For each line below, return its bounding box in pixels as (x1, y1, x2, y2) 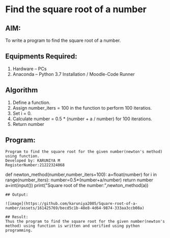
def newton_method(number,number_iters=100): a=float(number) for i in (5, 172, 157, 178)
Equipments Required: (5, 52, 77, 61)
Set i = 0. (12, 110, 32, 116)
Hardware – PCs (12, 65, 47, 72)
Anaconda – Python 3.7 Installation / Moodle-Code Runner (12, 71, 135, 77)
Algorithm (5, 86, 38, 95)
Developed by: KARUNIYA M (5, 158, 60, 164)
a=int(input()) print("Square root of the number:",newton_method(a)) (5, 182, 149, 189)
